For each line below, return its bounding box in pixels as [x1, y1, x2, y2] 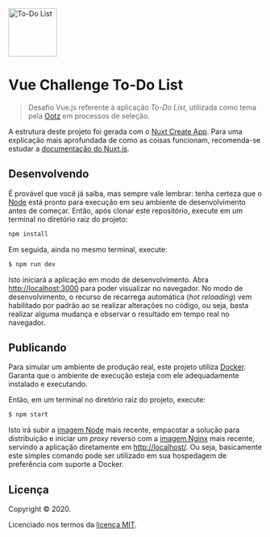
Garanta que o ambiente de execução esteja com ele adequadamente [8, 371, 239, 381]
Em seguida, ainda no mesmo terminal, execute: [8, 244, 168, 254]
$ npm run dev [8, 260, 56, 268]
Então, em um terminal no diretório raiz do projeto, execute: [8, 395, 206, 405]
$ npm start [8, 410, 48, 418]
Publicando [8, 340, 67, 354]
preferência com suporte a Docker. [8, 460, 124, 469]
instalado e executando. [8, 379, 89, 389]
